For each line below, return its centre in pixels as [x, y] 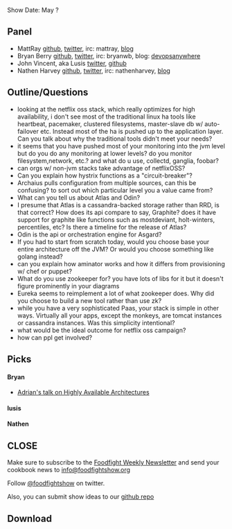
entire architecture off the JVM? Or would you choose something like [116, 249]
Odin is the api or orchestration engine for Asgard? [89, 234]
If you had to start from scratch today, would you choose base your [113, 241]
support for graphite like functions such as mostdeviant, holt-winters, [116, 219]
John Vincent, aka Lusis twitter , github [72, 63]
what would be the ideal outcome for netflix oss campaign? [101, 330]
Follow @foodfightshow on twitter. [56, 483]
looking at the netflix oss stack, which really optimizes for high [106, 109]
